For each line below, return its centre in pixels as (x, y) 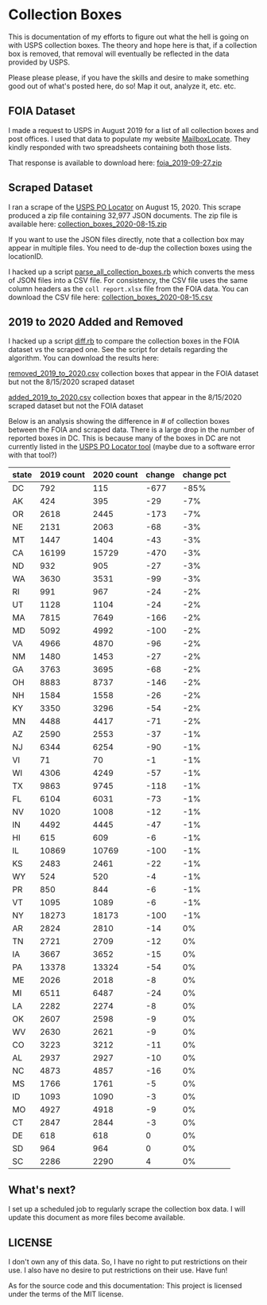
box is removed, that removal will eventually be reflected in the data (119, 53)
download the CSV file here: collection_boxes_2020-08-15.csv (110, 297)
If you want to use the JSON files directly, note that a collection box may (126, 239)
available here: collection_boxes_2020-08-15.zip (87, 224)
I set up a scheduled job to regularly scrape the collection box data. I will (127, 1209)
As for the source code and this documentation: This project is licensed (125, 1285)
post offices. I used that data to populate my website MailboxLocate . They (130, 139)
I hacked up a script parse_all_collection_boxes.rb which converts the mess (132, 272)
